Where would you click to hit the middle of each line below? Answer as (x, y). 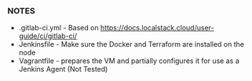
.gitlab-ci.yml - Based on (58, 28)
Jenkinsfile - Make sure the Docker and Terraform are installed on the (131, 44)
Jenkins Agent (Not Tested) (63, 69)
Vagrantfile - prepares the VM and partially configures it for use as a (129, 61)
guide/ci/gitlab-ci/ (48, 36)
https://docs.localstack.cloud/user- (157, 28)
